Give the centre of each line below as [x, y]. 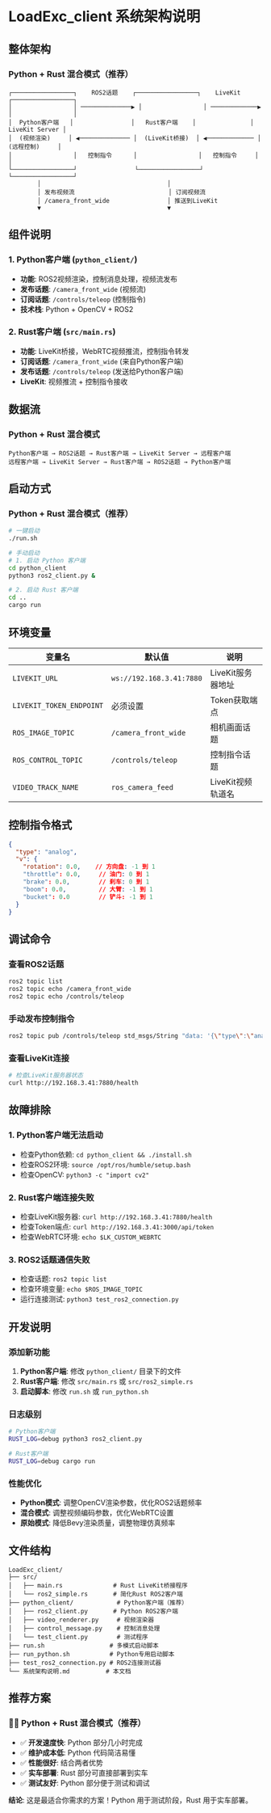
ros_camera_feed [142, 787]
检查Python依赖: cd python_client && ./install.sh [106, 1154]
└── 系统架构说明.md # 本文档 [70, 1671]
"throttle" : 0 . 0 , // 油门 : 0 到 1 [86, 875]
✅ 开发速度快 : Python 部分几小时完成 [81, 1742]
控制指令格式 [40, 825]
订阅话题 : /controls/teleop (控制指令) [83, 299]
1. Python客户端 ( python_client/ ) [73, 259]
